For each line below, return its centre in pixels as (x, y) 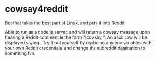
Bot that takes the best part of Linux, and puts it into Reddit (65, 23)
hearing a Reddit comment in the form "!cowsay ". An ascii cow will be (76, 37)
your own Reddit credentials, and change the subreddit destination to (75, 48)
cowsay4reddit (37, 9)
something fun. (20, 53)
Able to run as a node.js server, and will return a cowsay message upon (78, 32)
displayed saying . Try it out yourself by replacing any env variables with (78, 42)
